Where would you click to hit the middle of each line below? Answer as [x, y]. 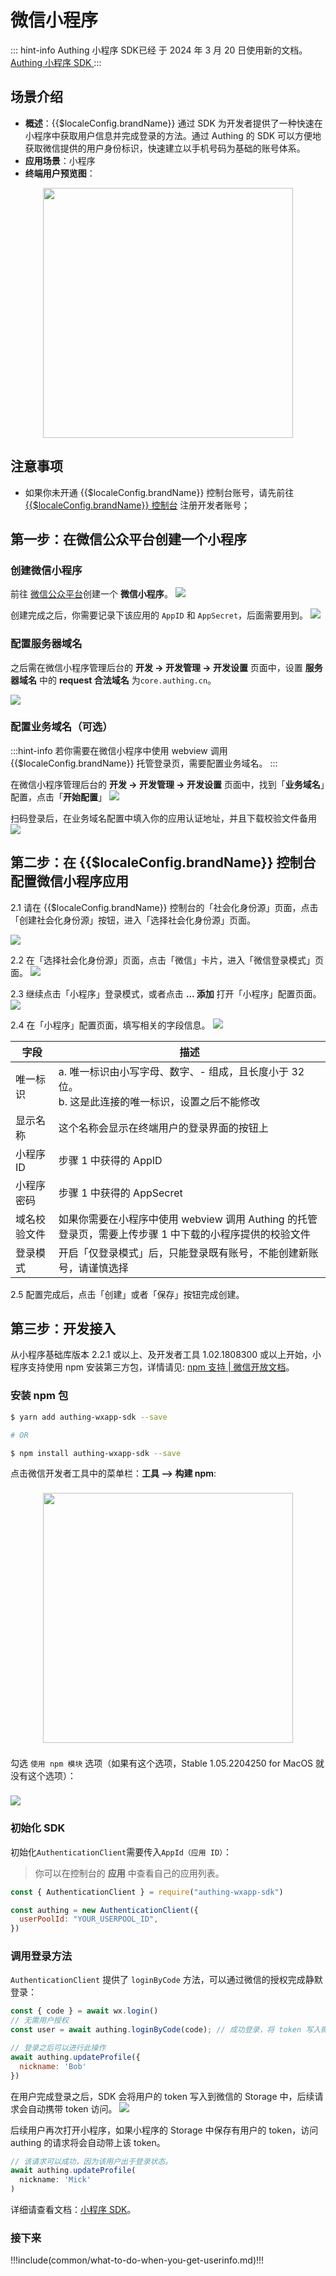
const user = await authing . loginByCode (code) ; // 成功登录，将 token [156, 2030]
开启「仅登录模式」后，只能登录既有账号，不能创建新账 [188, 1253]
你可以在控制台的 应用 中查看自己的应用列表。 [129, 1873]
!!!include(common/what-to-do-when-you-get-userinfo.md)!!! [137, 2260]
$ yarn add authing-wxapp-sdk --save [89, 1417]
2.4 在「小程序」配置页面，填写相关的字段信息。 [110, 1025]
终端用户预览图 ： [60, 173]
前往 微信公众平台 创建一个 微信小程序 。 [91, 594]
